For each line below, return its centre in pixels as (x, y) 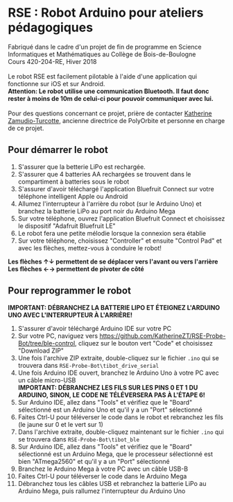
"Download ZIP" (41, 350)
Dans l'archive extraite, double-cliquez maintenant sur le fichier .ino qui (121, 432)
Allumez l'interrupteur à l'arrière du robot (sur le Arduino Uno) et (110, 204)
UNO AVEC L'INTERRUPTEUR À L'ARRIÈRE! (70, 315)
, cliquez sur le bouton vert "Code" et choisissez (144, 343)
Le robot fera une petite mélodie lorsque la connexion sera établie (112, 233)
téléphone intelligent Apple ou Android (73, 196)
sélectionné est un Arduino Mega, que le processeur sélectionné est (115, 454)
